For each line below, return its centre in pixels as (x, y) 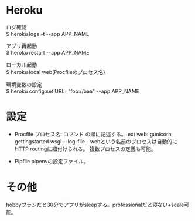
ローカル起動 (21, 65)
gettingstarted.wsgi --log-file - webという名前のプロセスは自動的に (96, 141)
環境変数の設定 (24, 84)
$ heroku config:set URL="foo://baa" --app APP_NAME (73, 91)
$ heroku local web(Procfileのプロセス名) (56, 72)
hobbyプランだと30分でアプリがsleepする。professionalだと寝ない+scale (95, 205)
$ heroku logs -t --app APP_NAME (48, 34)
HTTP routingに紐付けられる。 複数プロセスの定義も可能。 (85, 149)
